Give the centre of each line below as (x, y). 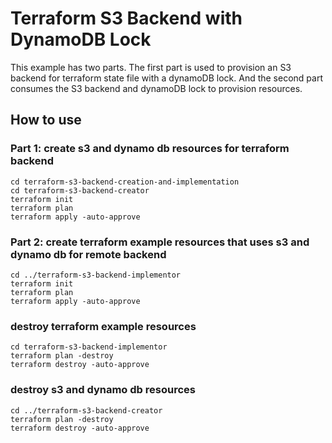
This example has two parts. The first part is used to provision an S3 (151, 67)
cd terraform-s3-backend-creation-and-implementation (125, 182)
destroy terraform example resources (103, 326)
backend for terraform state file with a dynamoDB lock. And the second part (166, 78)
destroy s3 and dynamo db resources (103, 390)
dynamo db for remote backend (88, 254)
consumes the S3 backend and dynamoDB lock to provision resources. (156, 88)
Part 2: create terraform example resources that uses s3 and (160, 242)
